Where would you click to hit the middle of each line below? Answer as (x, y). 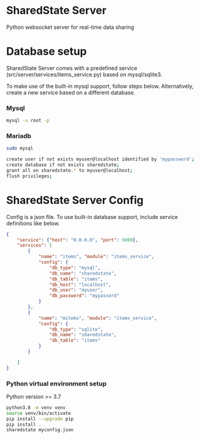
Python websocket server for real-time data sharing (70, 27)
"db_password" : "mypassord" (84, 296)
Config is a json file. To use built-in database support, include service (92, 216)
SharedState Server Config (75, 200)
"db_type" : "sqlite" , (76, 329)
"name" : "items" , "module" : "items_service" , (96, 257)
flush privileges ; (29, 176)
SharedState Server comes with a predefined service (72, 68)
